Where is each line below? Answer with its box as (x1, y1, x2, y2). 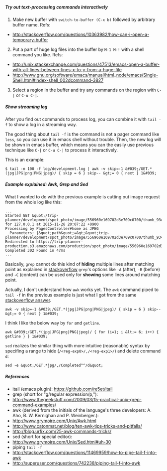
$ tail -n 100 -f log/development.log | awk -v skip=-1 (5, 166, 123, 171)
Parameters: (9, 230, 35, 235)
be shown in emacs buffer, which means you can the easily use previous (5, 142, 154, 148)
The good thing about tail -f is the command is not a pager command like (5, 131, 160, 137)
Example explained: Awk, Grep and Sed (5, 181, 88, 187)
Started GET (5, 213, 30, 218)
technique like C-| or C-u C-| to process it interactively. (5, 147, 118, 153)
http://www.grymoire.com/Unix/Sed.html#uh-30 (12, 439, 111, 445)
